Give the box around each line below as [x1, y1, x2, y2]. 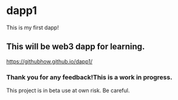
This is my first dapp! [6, 24, 59, 31]
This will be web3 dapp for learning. [6, 41, 145, 52]
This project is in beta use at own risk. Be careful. [6, 87, 130, 95]
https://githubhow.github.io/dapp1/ [6, 57, 93, 65]
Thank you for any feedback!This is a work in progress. [6, 73, 173, 81]
